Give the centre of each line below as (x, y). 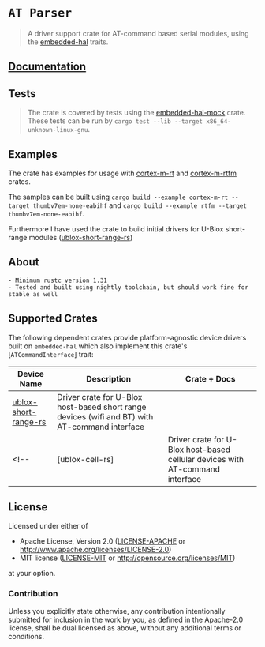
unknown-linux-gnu (58, 130)
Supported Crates (53, 319)
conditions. (26, 636)
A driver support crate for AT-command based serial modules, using (138, 33)
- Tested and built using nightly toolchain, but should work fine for (128, 287)
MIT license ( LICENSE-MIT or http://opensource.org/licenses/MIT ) (127, 558)
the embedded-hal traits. (68, 42)
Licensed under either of (48, 526)
